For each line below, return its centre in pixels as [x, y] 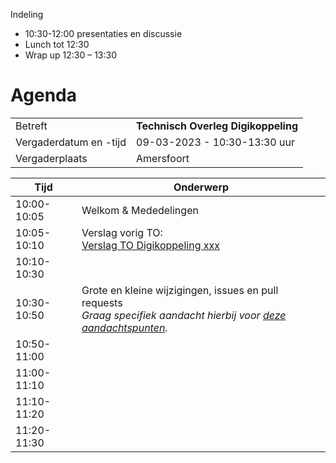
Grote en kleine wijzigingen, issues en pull [180, 290]
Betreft [31, 126]
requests [102, 302]
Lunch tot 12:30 [57, 44]
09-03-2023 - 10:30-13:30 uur [215, 142]
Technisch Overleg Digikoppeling [217, 126]
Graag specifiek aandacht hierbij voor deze [184, 315]
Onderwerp [201, 187]
